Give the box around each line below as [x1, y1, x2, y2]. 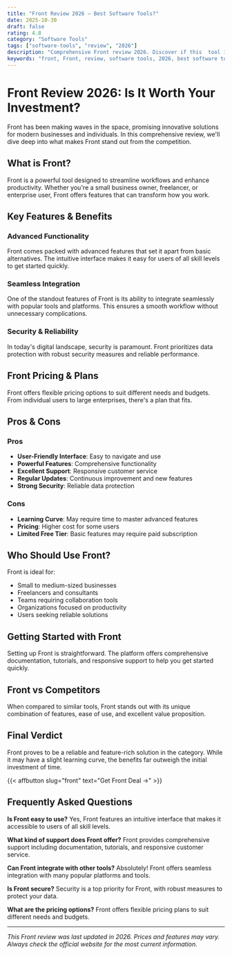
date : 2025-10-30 [7, 17, 57, 24]
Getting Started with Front [7, 631, 122, 643]
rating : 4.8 [7, 29, 41, 37]
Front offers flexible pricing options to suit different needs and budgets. [7, 389, 211, 397]
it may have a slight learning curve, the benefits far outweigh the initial [7, 756, 207, 764]
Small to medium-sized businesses [17, 581, 117, 589]
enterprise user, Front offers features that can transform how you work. [7, 190, 211, 199]
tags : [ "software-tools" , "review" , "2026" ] [7, 42, 137, 49]
